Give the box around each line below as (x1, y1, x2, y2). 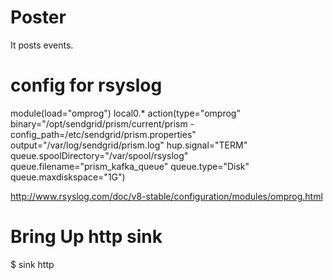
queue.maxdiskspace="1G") (10, 171, 126, 183)
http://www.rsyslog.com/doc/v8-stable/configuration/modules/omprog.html (10, 190, 323, 202)
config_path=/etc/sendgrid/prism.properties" (10, 128, 197, 140)
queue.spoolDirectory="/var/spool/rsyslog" (10, 149, 189, 161)
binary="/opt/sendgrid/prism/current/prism (10, 117, 188, 130)
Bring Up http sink (10, 226, 163, 248)
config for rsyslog (10, 74, 163, 97)
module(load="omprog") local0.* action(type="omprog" (10, 107, 241, 119)
